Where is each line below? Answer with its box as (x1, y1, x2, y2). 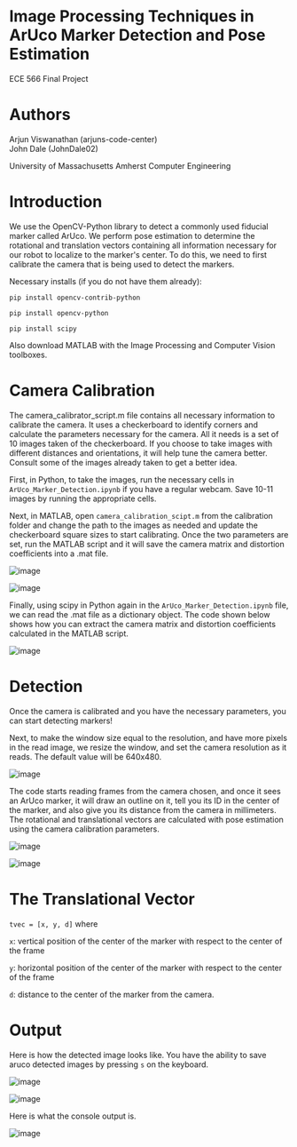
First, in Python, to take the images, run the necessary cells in (9, 474, 235, 485)
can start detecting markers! (9, 715, 113, 726)
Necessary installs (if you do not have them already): (9, 275, 202, 286)
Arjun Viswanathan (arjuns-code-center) (9, 133, 158, 144)
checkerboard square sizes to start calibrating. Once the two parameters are (9, 529, 289, 539)
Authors (9, 105, 71, 125)
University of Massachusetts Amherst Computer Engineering (9, 160, 231, 171)
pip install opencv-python (9, 308, 109, 317)
